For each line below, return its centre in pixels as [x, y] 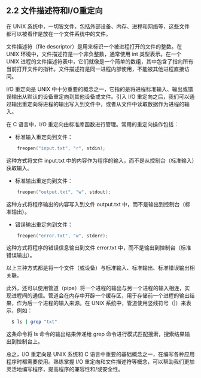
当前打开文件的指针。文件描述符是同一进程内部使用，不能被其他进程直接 [95, 69]
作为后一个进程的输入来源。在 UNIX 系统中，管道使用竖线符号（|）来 [101, 303]
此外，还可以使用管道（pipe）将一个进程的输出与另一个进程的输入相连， [95, 288]
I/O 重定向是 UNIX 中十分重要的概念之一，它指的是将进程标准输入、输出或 [97, 89]
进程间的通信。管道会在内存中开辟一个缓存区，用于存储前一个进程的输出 [100, 295]
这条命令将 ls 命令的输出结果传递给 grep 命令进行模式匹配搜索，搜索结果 [95, 334]
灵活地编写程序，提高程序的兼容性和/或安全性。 [65, 369]
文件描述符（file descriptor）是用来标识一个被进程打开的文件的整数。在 [94, 46]
